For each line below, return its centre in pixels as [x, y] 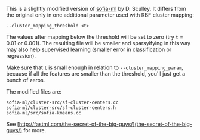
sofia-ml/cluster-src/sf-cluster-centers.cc [62, 102]
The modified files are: [34, 91]
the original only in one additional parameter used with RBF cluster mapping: [100, 15]
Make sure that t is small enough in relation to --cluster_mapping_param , [95, 67]
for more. [35, 130]
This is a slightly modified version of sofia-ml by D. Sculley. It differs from [96, 9]
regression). [21, 56]
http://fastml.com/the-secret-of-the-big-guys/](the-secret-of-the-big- [106, 124]
